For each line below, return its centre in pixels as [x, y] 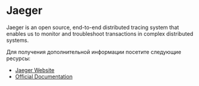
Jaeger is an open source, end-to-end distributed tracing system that [93, 27]
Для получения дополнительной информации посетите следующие [94, 51]
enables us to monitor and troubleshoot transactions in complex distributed [100, 33]
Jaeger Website [34, 70]
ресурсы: [18, 58]
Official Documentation [44, 76]
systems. [18, 40]
